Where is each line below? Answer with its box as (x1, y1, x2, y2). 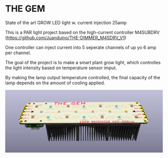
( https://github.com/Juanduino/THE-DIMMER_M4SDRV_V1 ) (5, 35, 126, 41)
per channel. (5, 50, 31, 56)
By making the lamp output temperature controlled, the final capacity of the (5, 74, 160, 80)
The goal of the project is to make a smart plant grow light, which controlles (5, 59, 161, 65)
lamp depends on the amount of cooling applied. (5, 80, 105, 86)
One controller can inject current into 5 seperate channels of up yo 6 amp (5, 44, 156, 50)
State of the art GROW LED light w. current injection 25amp (5, 20, 127, 26)
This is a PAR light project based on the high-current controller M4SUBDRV (5, 29, 160, 35)
